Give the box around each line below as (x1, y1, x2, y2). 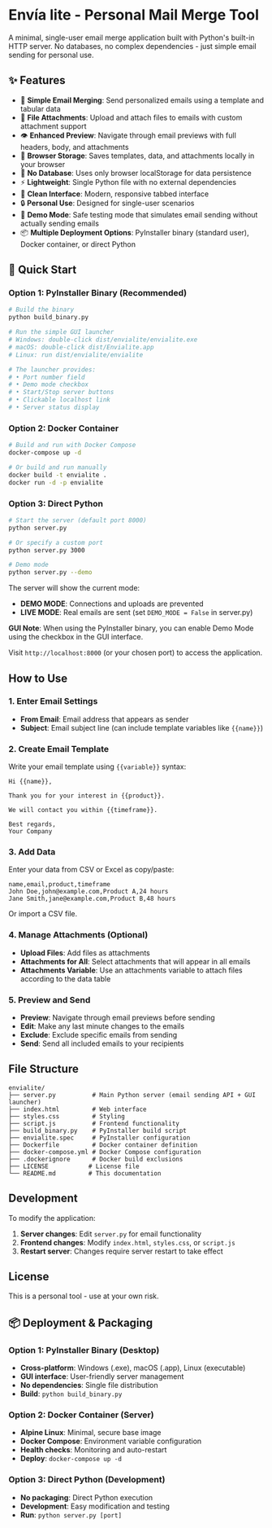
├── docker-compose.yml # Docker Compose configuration (8, 1148, 201, 1156)
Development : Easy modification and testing (19, 1501, 171, 1511)
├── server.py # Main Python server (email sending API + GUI (8, 1091, 256, 1099)
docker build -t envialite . (8, 471, 107, 479)
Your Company (8, 828, 53, 836)
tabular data (19, 103, 61, 113)
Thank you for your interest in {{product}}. (8, 792, 165, 800)
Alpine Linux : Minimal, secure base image (19, 1428, 162, 1438)
